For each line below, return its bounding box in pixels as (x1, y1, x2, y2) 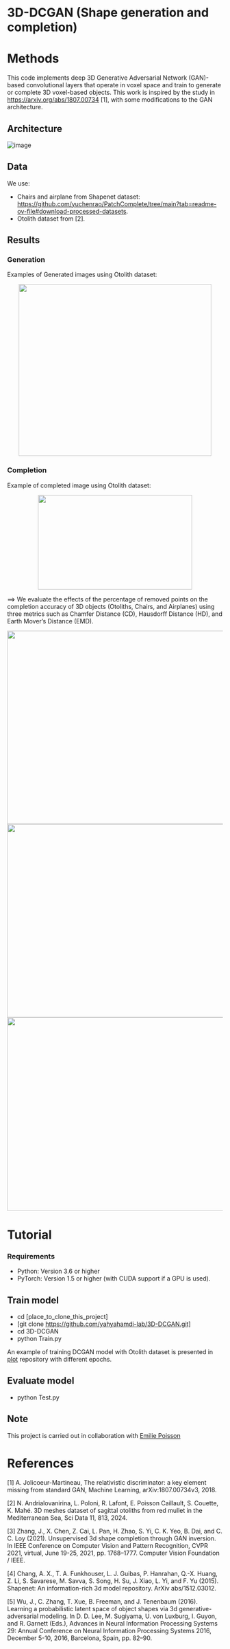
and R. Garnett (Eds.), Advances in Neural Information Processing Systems (7, 1619, 218, 1627)
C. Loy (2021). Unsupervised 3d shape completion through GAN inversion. (7, 1534, 217, 1542)
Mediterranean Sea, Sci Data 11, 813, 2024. (7, 1514, 128, 1522)
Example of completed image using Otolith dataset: (7, 481, 151, 489)
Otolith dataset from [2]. (16, 214, 86, 223)
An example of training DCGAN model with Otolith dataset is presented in (7, 1348, 214, 1356)
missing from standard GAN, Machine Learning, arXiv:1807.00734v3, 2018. (7, 1485, 217, 1494)
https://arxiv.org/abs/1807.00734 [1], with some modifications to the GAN (7, 96, 213, 104)
